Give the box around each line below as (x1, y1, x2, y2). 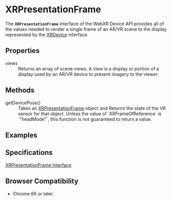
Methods (5, 86, 35, 95)
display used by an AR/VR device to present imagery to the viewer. (18, 71, 159, 77)
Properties (5, 46, 40, 55)
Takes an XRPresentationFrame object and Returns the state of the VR (18, 105, 166, 111)
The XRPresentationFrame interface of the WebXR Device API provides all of (5, 21, 164, 27)
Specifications (5, 148, 53, 157)
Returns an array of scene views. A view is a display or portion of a (18, 65, 159, 71)
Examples (5, 131, 37, 139)
